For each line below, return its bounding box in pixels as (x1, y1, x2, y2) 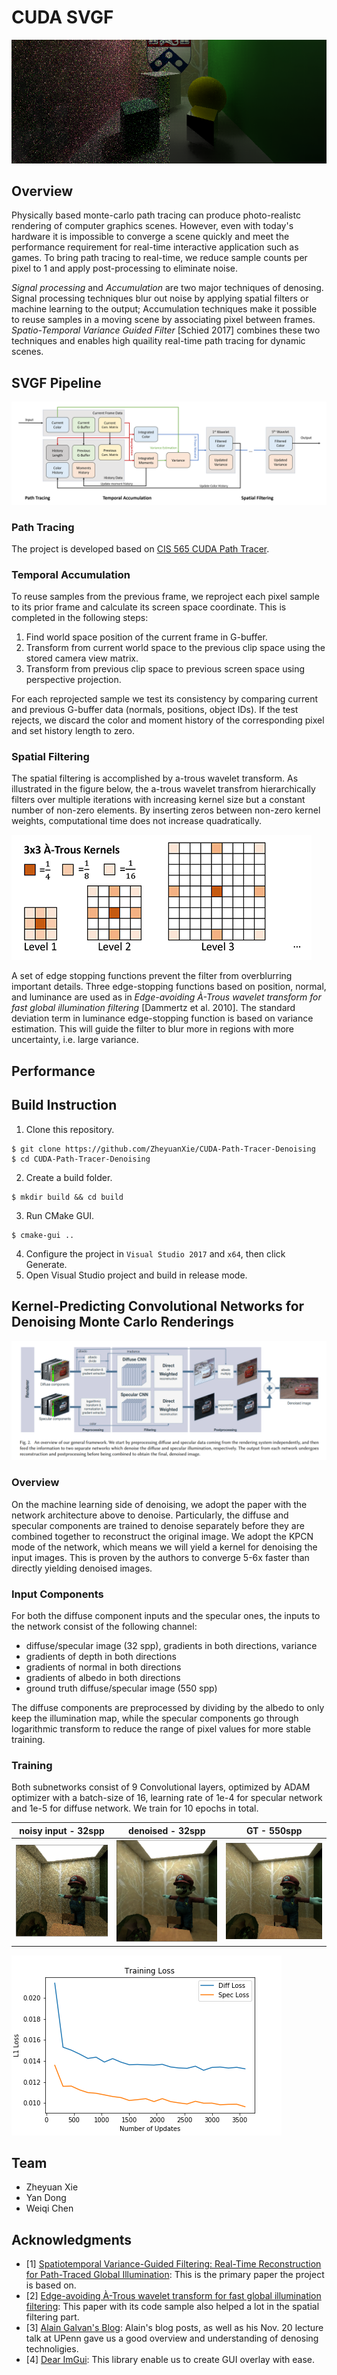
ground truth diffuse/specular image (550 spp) (25, 1682, 218, 1695)
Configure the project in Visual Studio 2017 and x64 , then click (25, 1247, 286, 1260)
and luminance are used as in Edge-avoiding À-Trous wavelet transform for (11, 991, 322, 1003)
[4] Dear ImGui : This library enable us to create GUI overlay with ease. (25, 2354, 316, 2366)
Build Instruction (11, 1097, 118, 1114)
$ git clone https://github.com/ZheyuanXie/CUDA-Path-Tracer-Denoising (11, 1144, 316, 1154)
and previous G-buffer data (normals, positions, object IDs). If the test (11, 704, 299, 716)
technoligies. (25, 2343, 79, 2355)
